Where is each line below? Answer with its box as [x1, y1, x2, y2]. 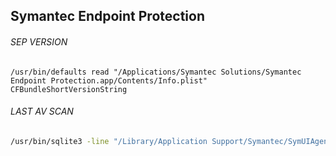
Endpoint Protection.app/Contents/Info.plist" [10, 75, 208, 86]
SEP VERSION [10, 35, 68, 48]
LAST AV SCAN [10, 105, 74, 118]
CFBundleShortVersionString [10, 84, 128, 94]
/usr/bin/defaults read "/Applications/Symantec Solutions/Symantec [10, 67, 302, 77]
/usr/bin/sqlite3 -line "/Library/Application [10, 136, 208, 146]
